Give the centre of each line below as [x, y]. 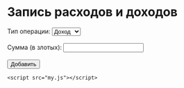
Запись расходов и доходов [93, 12]
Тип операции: [29, 31]
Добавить [24, 64]
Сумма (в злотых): [35, 47]
